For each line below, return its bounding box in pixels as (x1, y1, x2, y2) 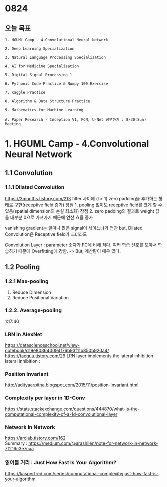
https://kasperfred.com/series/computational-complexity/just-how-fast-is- (5, 471, 159, 477)
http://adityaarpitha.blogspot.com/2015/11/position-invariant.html (5, 382, 139, 388)
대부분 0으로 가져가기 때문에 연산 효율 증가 (10, 214, 93, 220)
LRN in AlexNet (5, 331, 42, 338)
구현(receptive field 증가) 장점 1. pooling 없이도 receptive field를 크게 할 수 (14, 202, 162, 208)
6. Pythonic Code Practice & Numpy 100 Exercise (5, 81, 108, 86)
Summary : (5, 440, 27, 446)
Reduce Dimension (12, 289, 51, 295)
